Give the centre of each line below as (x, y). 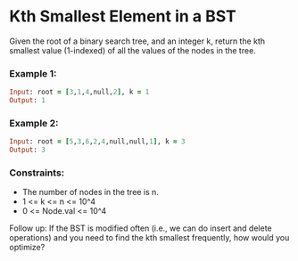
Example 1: (33, 73)
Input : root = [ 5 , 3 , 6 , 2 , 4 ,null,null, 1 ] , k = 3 (97, 142)
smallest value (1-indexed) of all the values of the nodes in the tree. (132, 50)
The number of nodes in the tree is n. (90, 192)
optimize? (27, 248)
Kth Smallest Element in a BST (123, 16)
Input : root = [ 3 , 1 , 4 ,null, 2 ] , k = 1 (79, 92)
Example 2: (34, 123)
